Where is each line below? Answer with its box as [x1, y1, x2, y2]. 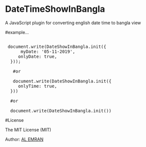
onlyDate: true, [18, 53, 58, 59]
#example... [5, 29, 29, 35]
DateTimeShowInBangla [5, 3, 105, 15]
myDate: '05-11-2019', [20, 48, 75, 54]
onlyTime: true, [18, 83, 58, 89]
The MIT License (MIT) [5, 127, 52, 133]
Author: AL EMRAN [5, 136, 44, 142]
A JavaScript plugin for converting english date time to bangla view [5, 20, 141, 26]
